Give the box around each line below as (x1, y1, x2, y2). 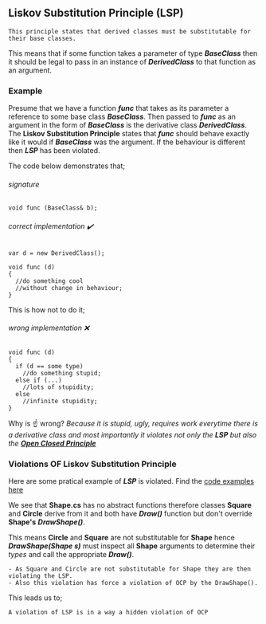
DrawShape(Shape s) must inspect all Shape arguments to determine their (8, 541, 256, 551)
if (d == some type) (15, 362, 84, 370)
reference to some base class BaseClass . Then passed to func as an (8, 112, 237, 122)
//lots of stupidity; (22, 383, 94, 391)
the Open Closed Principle (8, 438, 97, 448)
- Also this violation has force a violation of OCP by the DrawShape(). (8, 579, 259, 587)
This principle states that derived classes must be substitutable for (8, 27, 251, 35)
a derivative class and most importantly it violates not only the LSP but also (8, 430, 257, 439)
